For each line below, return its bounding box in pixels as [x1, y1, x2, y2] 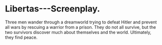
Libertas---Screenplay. [5, 3, 100, 14]
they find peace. [5, 34, 38, 40]
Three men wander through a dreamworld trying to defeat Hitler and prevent [5, 19, 157, 25]
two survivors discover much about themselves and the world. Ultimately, [5, 29, 151, 35]
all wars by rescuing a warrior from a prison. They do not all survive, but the [5, 24, 156, 30]
